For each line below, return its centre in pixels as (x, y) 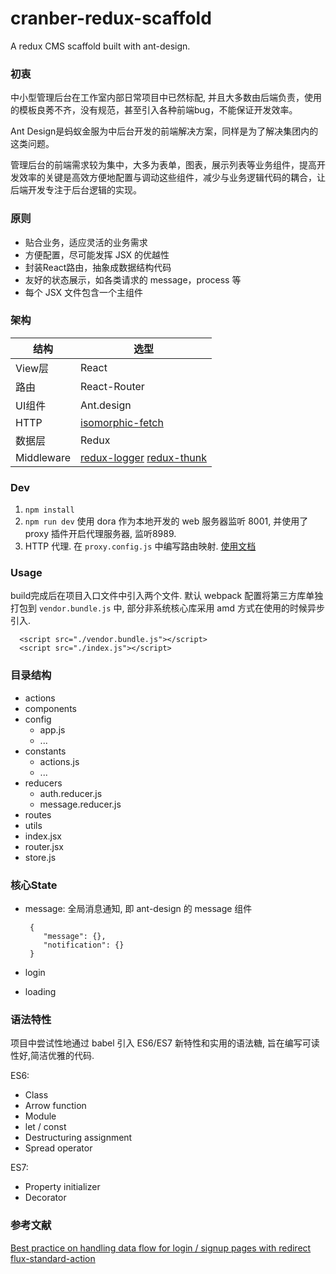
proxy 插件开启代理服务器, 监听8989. (100, 534)
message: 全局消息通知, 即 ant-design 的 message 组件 (138, 909)
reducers (43, 783)
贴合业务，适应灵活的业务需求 (86, 242)
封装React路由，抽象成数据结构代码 (98, 267)
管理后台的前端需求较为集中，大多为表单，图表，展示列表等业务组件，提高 (163, 165)
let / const (45, 1127)
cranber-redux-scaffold (111, 18)
